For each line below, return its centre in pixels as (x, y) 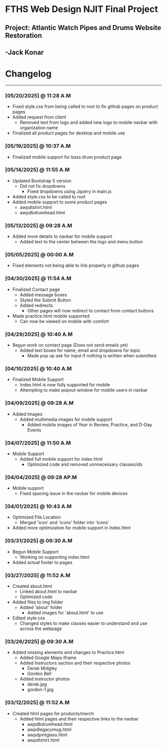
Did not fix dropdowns (42, 186)
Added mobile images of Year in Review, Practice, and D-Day (90, 424)
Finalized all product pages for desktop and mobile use (69, 133)
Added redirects (36, 305)
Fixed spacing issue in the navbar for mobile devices (74, 494)
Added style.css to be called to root (49, 196)
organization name (39, 128)
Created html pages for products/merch (53, 714)
